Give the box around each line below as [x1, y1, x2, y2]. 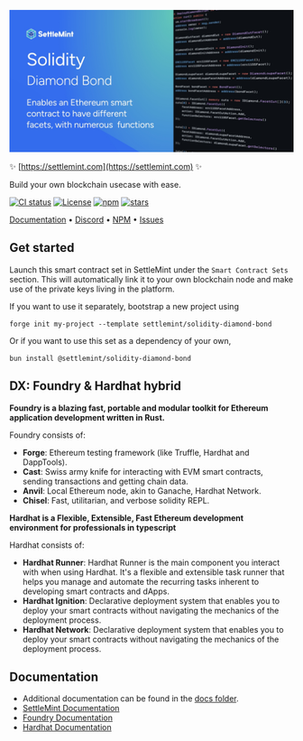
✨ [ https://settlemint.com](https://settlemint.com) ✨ [9, 162, 203, 171]
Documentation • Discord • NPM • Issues [9, 214, 164, 225]
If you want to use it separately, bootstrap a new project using [9, 301, 239, 311]
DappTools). [22, 457, 68, 468]
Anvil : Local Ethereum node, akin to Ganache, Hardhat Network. [22, 485, 262, 496]
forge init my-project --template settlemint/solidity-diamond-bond [9, 320, 272, 329]
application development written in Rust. [9, 412, 165, 422]
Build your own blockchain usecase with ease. [9, 180, 182, 190]
